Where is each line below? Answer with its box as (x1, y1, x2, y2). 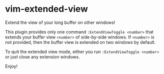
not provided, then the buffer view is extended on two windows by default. (5, 39, 156, 45)
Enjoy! (5, 63, 18, 69)
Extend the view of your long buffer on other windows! (5, 19, 115, 25)
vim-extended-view (5, 3, 88, 15)
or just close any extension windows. (5, 54, 80, 59)
